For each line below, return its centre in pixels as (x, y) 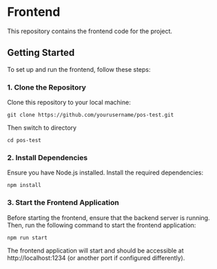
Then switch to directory (42, 128)
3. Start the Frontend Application (63, 203)
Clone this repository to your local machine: (69, 102)
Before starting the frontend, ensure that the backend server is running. (108, 217)
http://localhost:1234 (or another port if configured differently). (96, 258)
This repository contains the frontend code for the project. (90, 31)
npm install (24, 186)
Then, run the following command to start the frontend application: (102, 225)
